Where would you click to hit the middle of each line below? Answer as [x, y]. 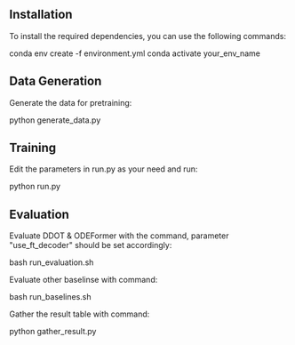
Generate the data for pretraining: [71, 102]
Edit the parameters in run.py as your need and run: [104, 169]
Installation [41, 15]
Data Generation [56, 81]
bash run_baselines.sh [50, 297]
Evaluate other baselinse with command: [84, 280]
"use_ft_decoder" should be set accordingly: [91, 245]
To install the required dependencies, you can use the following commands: [148, 36]
